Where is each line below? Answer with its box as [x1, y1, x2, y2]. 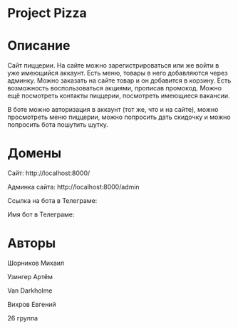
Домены [7, 145, 62, 162]
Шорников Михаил [7, 258, 65, 267]
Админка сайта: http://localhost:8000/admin [7, 183, 140, 192]
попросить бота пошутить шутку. [7, 120, 109, 129]
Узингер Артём [7, 273, 53, 281]
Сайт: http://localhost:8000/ [7, 169, 90, 177]
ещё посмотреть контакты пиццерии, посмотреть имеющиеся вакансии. [7, 91, 230, 100]
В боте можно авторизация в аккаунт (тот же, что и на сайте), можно [7, 105, 219, 114]
